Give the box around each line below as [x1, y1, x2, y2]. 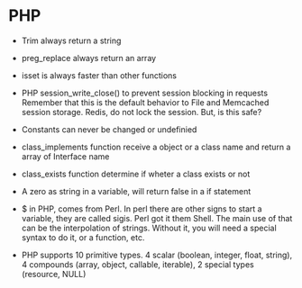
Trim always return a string [21, 35, 122, 46]
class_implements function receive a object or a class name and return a [21, 141, 291, 152]
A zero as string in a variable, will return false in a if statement [21, 185, 252, 196]
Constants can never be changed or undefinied [21, 123, 197, 135]
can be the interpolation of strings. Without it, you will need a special [21, 222, 277, 233]
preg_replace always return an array [21, 52, 157, 63]
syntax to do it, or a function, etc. [21, 231, 145, 243]
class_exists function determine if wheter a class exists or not [21, 168, 251, 179]
